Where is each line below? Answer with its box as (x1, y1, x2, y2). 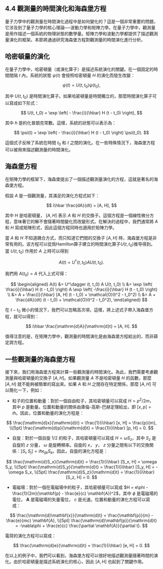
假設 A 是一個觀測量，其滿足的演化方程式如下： (5, 192, 100, 198)
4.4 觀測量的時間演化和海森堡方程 (5, 4, 107, 13)
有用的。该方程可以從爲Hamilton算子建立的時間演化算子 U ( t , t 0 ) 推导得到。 (9, 241, 155, 248)
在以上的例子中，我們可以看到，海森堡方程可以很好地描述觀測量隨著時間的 (5, 552, 154, 558)
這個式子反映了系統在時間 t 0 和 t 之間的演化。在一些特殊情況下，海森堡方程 (5, 140, 155, 147)
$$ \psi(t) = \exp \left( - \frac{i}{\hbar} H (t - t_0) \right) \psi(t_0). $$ (14, 130, 149, 135)
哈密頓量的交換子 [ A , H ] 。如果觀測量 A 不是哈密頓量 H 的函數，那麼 (17, 375, 152, 381)
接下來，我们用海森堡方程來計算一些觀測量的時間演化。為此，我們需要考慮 (5, 369, 154, 375)
